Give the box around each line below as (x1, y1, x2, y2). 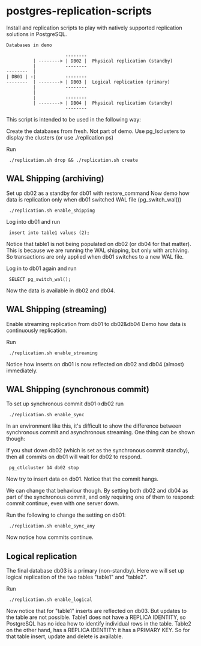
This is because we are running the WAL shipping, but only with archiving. (6, 247, 190, 254)
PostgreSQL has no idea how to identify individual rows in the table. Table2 (6, 620, 192, 627)
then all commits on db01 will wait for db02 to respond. (6, 453, 142, 461)
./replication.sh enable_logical (8, 597, 93, 603)
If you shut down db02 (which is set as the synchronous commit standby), (6, 447, 190, 454)
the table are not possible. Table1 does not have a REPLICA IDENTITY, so (6, 614, 186, 621)
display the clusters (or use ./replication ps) (6, 134, 114, 141)
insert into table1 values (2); (8, 230, 90, 236)
